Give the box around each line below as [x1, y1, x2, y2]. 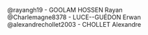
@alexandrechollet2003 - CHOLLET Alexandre [7, 21, 142, 28]
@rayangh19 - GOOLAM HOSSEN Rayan [7, 6, 123, 14]
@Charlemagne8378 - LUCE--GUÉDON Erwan [7, 13, 141, 21]
